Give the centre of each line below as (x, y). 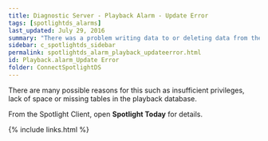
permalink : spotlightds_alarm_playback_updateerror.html (105, 53)
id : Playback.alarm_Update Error (64, 61)
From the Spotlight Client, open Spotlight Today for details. (106, 114)
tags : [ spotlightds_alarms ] (55, 23)
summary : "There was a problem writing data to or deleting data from (128, 38)
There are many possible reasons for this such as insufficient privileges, (126, 90)
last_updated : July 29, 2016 (57, 30)
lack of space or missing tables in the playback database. (103, 98)
